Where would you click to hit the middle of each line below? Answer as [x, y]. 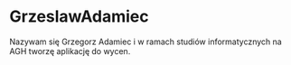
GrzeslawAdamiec [79, 17]
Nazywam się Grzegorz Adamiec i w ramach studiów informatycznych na [145, 42]
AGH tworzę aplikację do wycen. [70, 51]
